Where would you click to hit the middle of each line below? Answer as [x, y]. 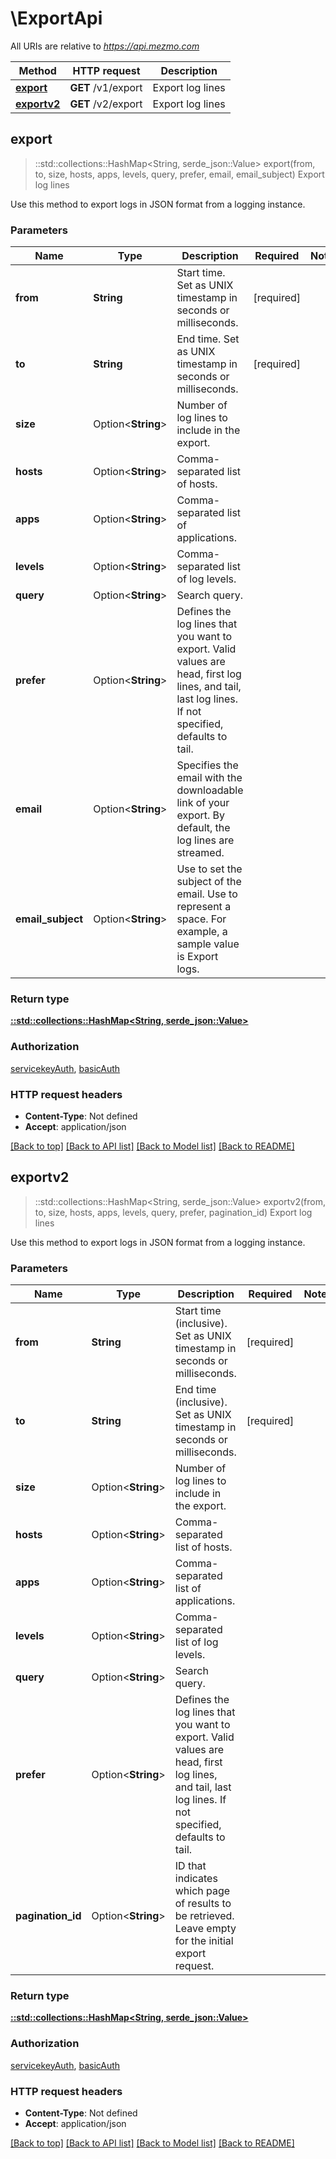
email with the [209, 778]
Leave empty [205, 1929]
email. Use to [207, 894]
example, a [202, 932]
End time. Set [208, 339]
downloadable [210, 790]
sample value [208, 944]
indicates [196, 1879]
